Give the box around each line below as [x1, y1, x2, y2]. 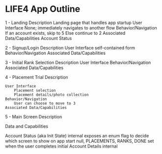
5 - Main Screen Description [5, 114, 62, 120]
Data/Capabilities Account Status [5, 35, 72, 41]
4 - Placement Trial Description [5, 74, 68, 80]
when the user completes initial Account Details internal [5, 143, 118, 149]
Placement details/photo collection [14, 92, 89, 97]
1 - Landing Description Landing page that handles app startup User [5, 20, 142, 26]
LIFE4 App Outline [5, 3, 81, 15]
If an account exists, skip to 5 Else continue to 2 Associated [5, 30, 126, 36]
